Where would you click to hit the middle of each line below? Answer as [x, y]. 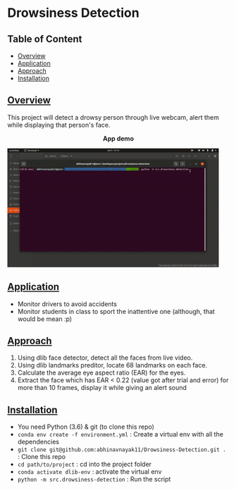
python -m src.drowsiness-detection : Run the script [94, 479]
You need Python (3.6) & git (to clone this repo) [86, 427]
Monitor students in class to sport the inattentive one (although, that [116, 311]
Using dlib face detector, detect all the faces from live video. [105, 358]
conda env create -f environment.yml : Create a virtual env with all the [120, 434]
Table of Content [45, 39]
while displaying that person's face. [59, 125]
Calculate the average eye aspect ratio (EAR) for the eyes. [101, 373]
